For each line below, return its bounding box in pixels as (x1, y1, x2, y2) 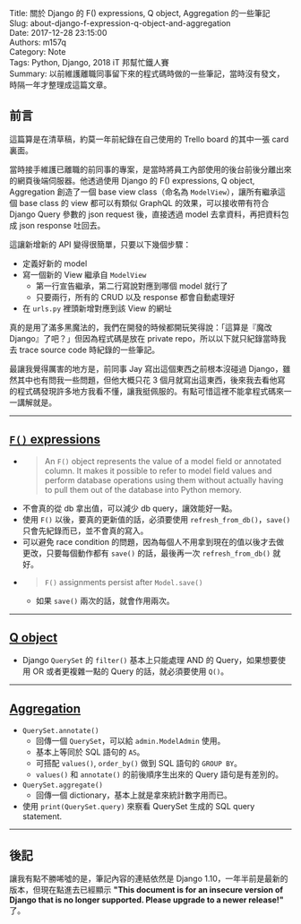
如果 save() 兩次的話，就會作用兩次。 (35, 595, 175, 606)
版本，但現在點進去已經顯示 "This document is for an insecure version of (9, 885, 284, 895)
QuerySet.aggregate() (21, 781, 103, 790)
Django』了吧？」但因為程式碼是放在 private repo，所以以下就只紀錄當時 (9, 332, 279, 343)
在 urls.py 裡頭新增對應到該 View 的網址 (21, 303, 173, 314)
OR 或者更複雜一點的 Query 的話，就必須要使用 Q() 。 (32, 666, 229, 677)
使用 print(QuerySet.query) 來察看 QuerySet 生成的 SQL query (21, 801, 255, 812)
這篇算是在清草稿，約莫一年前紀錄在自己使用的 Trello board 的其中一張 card (9, 134, 289, 144)
